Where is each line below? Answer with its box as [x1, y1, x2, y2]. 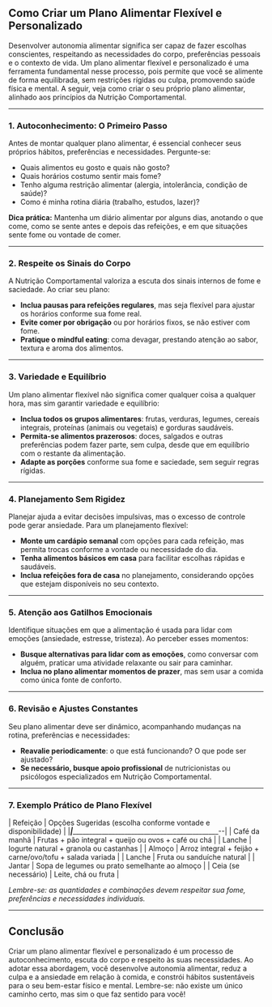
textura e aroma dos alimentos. [19, 343, 124, 353]
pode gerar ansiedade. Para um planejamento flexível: [8, 520, 189, 529]
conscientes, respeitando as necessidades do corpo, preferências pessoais [8, 49, 261, 59]
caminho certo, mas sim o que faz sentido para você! [8, 989, 186, 999]
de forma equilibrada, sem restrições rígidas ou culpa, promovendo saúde [8, 74, 256, 84]
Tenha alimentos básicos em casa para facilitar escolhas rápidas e [19, 554, 245, 563]
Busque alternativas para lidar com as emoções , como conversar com [19, 649, 259, 659]
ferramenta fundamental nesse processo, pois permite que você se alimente [8, 66, 263, 76]
